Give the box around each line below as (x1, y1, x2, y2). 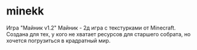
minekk (6, 4, 44, 18)
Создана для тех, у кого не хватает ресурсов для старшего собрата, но (6, 30, 191, 37)
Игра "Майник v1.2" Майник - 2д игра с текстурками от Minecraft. (6, 24, 176, 31)
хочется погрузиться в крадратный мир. (6, 37, 111, 44)
